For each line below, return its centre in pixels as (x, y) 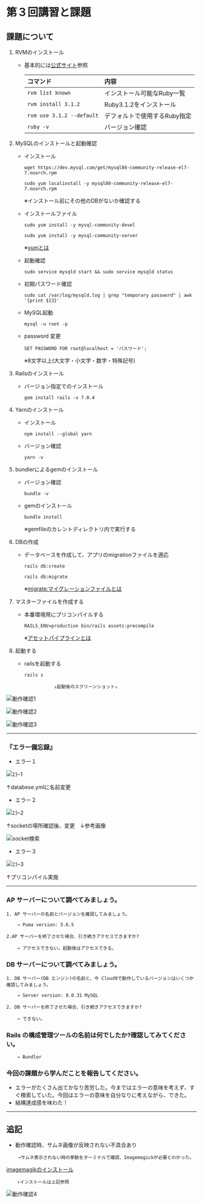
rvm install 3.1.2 (53, 104)
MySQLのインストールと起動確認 (56, 143)
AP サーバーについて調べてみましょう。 (63, 900)
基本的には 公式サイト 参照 (56, 65)
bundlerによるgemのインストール (56, 469)
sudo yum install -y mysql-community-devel (80, 225)
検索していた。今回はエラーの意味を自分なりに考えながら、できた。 (105, 1095)
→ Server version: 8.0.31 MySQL (58, 995)
